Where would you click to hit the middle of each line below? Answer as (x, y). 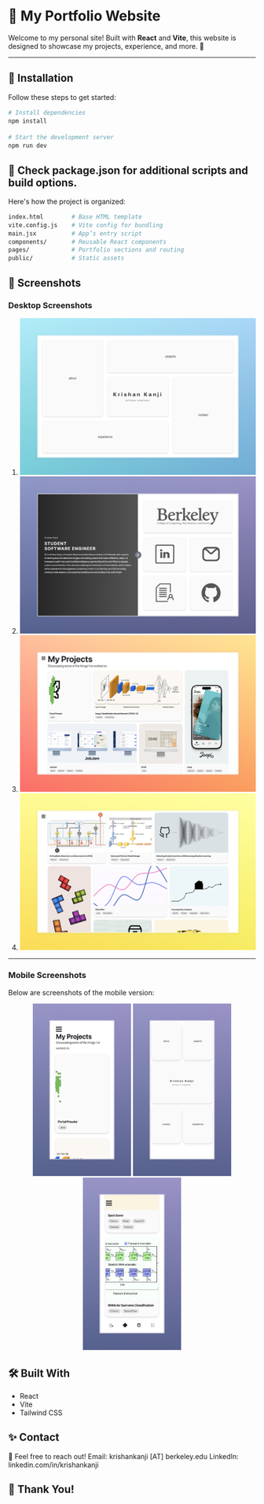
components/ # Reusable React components (88, 242)
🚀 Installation (41, 78)
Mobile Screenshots (47, 976)
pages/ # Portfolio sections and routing (96, 250)
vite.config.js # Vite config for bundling (86, 225)
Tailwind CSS (41, 1412)
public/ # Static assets (66, 259)
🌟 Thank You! (41, 1489)
